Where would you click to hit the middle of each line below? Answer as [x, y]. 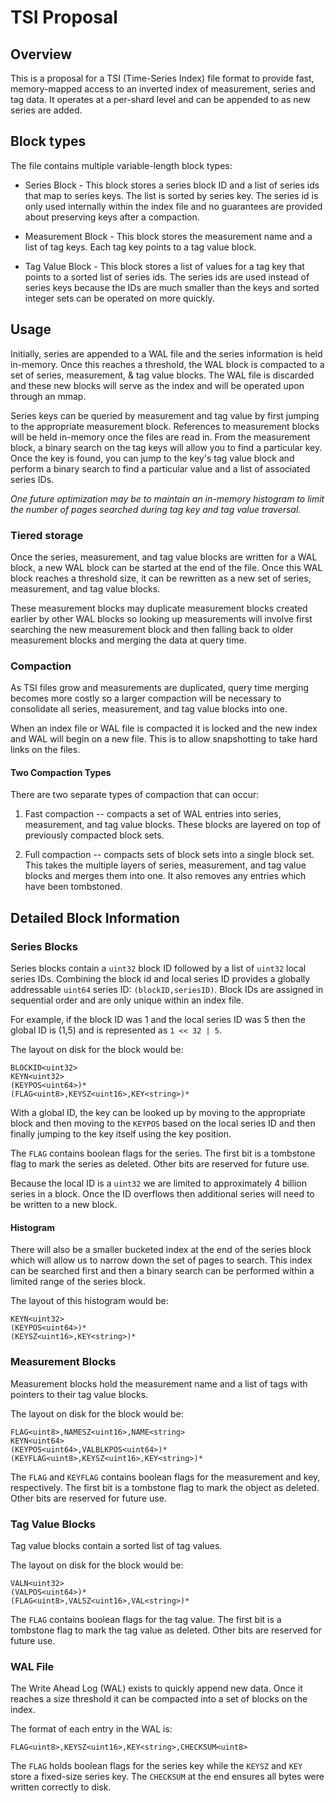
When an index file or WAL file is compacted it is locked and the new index [164, 728]
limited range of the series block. [78, 1282]
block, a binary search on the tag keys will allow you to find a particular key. [166, 447]
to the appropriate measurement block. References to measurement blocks [165, 426]
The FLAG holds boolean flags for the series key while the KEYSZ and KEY [156, 1766]
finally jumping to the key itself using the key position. [121, 1134]
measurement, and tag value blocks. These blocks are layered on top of [173, 825]
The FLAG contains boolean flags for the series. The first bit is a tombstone [163, 1153]
